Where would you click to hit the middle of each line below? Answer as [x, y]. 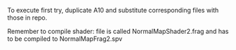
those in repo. [27, 18]
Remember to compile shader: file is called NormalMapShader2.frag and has [118, 31]
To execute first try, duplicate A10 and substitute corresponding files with [113, 10]
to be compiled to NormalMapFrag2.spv [65, 39]
